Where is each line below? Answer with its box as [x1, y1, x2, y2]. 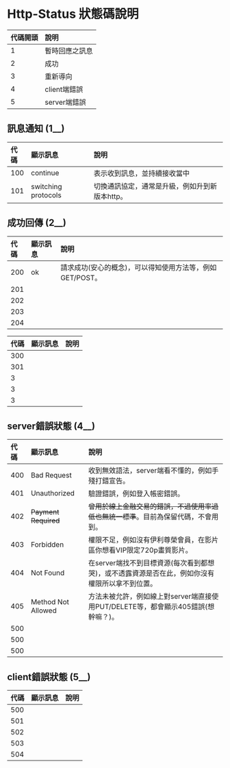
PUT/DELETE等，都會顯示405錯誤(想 [94, 602, 215, 612]
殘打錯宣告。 [88, 476, 130, 486]
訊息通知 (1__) [7, 123, 65, 134]
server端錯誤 [44, 97, 87, 107]
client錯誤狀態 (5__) [7, 671, 91, 682]
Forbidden [30, 540, 64, 549]
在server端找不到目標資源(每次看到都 [88, 558, 208, 568]
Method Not [30, 597, 70, 607]
